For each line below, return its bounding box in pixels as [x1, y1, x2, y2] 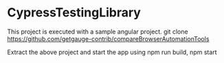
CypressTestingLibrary [7, 5, 141, 21]
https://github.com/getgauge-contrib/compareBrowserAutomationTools [7, 34, 210, 42]
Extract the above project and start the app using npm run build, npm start [7, 48, 218, 56]
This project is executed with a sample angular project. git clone [7, 27, 188, 36]
